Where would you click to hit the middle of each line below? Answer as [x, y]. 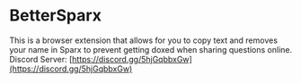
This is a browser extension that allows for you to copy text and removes [144, 40]
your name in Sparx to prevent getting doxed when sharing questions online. [151, 49]
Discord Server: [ [41, 59]
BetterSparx [55, 16]
